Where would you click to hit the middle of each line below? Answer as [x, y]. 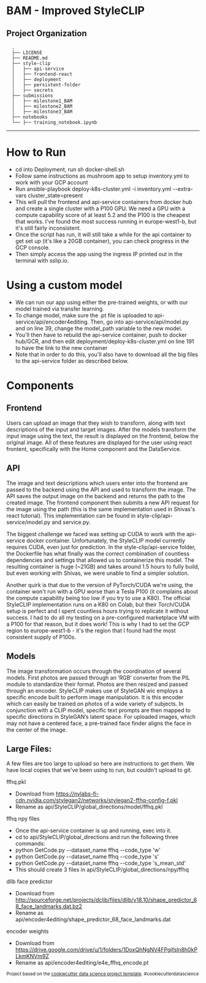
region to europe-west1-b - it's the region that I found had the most [91, 630]
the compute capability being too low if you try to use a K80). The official [99, 598]
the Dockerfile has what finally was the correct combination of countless [98, 553]
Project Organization [47, 33]
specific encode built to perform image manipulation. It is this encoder [95, 697]
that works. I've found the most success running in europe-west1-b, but [106, 221]
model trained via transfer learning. [59, 309]
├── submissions [32, 96]
